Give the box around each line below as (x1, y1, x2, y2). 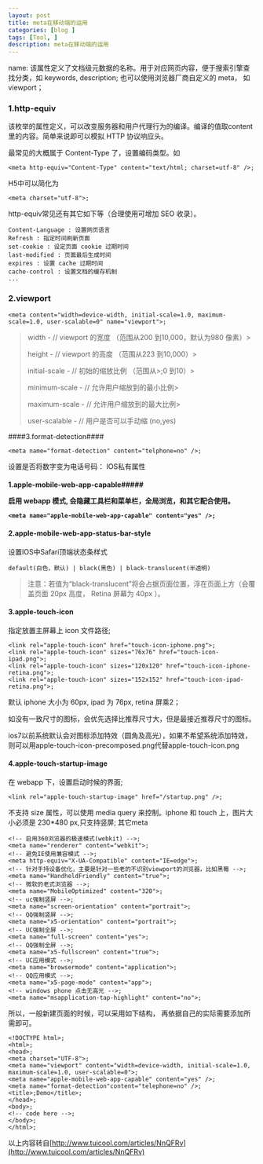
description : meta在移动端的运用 (8, 41, 109, 49)
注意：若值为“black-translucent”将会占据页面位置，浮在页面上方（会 (27, 579, 249, 588)
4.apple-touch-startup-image (8, 759, 108, 768)
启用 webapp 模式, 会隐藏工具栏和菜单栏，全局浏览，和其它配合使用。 (8, 496, 235, 506)
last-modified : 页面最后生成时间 (8, 251, 111, 259)
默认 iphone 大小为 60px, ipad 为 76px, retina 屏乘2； (8, 697, 181, 707)
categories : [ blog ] (8, 26, 76, 34)
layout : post (8, 11, 51, 20)
